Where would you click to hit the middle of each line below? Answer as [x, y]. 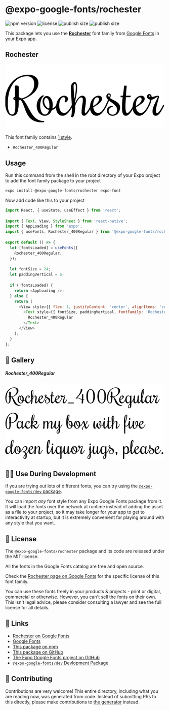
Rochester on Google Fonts [41, 636]
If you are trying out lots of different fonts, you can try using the [72, 486]
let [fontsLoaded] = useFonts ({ [44, 248]
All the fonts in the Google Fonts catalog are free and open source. [75, 566]
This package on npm [35, 646]
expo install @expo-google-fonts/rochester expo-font [63, 191]
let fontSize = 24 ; [30, 269]
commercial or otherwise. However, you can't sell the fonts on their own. [81, 597]
